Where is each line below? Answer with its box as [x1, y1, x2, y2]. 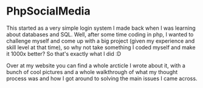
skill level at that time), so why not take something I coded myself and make [6, 44, 196, 51]
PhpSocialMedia [6, 4, 91, 18]
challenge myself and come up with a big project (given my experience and [6, 37, 195, 44]
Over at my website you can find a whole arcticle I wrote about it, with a [6, 62, 185, 69]
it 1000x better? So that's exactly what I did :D [6, 50, 122, 57]
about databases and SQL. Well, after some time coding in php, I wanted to [6, 30, 194, 38]
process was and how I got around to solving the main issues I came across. [6, 75, 198, 82]
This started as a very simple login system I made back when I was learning [6, 24, 196, 32]
